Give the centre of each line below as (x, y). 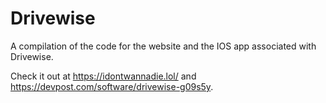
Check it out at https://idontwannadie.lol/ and (103, 76)
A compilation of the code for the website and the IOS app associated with (163, 46)
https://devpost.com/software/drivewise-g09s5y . (112, 86)
